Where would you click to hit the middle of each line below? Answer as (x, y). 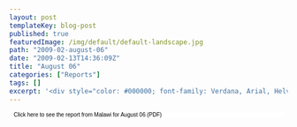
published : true (39, 34)
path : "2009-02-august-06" (59, 50)
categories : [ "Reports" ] (55, 75)
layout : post (33, 17)
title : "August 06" (45, 67)
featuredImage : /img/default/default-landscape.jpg (106, 42)
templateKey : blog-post (53, 26)
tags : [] (25, 83)
